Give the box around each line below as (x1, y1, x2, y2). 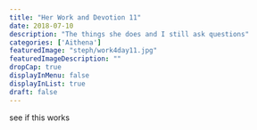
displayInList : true (9, 79, 87, 88)
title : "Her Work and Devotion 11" (9, 12, 142, 22)
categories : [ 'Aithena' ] (9, 37, 102, 47)
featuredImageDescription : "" (9, 54, 122, 63)
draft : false (9, 87, 58, 96)
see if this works (9, 112, 70, 123)
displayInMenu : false (9, 71, 90, 80)
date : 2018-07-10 (9, 21, 74, 30)
